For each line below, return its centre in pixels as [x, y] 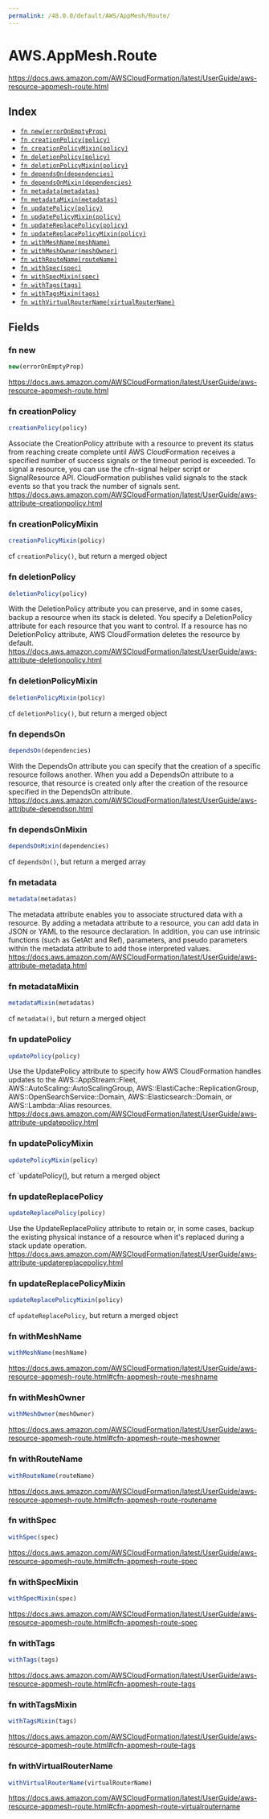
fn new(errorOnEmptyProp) [63, 132]
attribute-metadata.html [48, 966]
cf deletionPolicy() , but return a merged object [88, 713]
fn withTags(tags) [51, 285]
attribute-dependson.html [51, 808]
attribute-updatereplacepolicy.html [66, 1263]
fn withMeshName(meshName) [65, 243]
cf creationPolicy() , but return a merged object [88, 556]
